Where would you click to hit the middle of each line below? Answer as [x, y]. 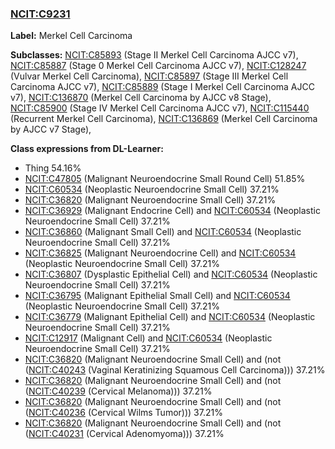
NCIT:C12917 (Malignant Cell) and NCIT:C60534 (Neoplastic [148, 338]
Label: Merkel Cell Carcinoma [71, 36]
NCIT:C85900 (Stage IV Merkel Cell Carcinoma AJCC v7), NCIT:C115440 [160, 108]
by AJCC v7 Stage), [51, 129]
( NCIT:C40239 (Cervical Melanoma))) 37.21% [118, 391]
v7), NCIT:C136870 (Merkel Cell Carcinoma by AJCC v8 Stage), [141, 98]
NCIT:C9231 [40, 14]
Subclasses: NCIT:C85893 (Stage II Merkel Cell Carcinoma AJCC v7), [154, 55]
